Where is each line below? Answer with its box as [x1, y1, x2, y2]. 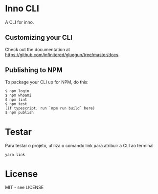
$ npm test [5, 101, 27, 106]
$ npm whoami [5, 93, 32, 98]
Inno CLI [5, 3, 39, 14]
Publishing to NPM [5, 66, 63, 74]
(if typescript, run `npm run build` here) [5, 106, 95, 111]
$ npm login [5, 88, 29, 93]
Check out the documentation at [5, 46, 70, 52]
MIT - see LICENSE [5, 185, 44, 191]
